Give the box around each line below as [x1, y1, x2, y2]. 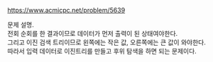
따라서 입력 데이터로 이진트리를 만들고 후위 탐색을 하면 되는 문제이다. [7, 47, 197, 55]
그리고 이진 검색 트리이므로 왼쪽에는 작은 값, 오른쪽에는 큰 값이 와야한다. [7, 38, 206, 46]
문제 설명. [7, 20, 34, 29]
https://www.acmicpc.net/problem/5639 [7, 6, 126, 14]
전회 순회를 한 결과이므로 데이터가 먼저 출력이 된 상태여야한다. [7, 30, 178, 37]
